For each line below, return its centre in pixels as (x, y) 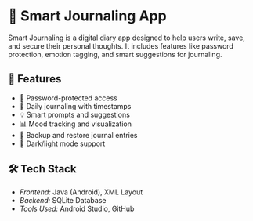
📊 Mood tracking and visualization (75, 124)
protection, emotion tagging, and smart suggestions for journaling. (115, 54)
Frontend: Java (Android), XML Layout (81, 192)
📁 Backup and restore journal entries (78, 135)
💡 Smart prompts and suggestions (75, 114)
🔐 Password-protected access (68, 98)
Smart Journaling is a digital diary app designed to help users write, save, (127, 38)
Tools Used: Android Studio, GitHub (77, 208)
